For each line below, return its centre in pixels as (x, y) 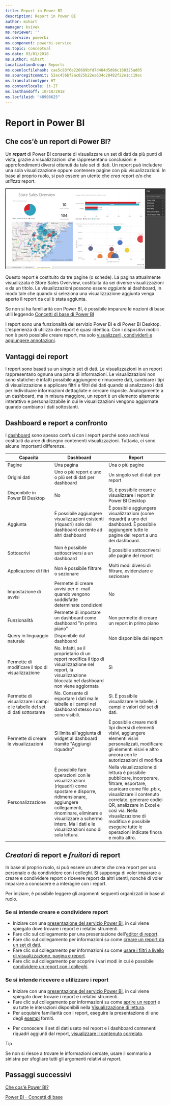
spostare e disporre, (75, 791)
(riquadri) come (71, 786)
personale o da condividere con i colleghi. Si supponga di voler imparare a (83, 873)
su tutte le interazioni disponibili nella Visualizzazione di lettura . (79, 1007)
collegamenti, (68, 808)
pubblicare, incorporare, (134, 778)
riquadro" (64, 749)
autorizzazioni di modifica (136, 760)
